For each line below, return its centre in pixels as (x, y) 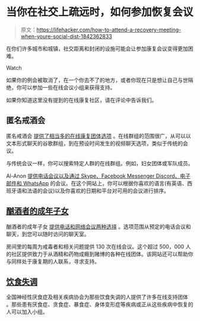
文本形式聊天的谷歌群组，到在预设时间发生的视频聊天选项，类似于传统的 (94, 143)
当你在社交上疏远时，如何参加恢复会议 (100, 12)
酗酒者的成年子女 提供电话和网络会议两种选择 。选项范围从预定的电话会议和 (99, 226)
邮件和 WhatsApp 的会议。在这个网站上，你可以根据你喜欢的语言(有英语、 (97, 183)
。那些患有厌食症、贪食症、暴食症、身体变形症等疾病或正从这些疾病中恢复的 (100, 304)
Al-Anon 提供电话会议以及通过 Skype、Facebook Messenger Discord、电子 (99, 176)
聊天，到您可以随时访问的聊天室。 (48, 234)
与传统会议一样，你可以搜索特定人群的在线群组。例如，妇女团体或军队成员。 (100, 163)
